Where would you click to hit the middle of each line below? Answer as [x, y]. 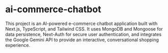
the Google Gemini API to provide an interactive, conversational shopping [82, 40]
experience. [18, 45]
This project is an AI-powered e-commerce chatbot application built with [81, 23]
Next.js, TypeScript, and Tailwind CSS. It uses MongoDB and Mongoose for [84, 29]
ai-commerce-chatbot [53, 9]
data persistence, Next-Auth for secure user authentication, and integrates [83, 34]
